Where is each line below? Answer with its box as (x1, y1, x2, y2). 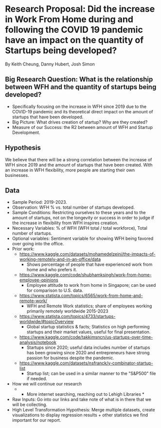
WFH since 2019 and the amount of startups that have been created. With (5, 162, 153, 168)
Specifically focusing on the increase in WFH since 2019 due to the (12, 104, 147, 109)
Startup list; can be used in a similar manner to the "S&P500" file (26, 370, 156, 377)
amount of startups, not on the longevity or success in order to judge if (12, 215, 154, 221)
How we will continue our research (12, 381, 82, 387)
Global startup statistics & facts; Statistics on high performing (26, 324, 150, 330)
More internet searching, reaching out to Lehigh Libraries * (26, 391, 144, 397)
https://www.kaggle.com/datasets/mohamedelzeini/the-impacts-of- (19, 251, 156, 257)
